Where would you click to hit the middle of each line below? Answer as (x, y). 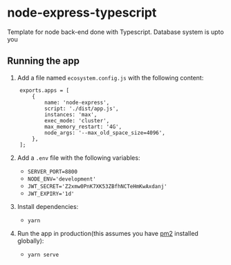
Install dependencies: (48, 206)
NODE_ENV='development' (62, 179)
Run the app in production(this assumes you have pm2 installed (108, 233)
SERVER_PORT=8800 (53, 172)
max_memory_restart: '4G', (83, 127)
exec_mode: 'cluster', (77, 120)
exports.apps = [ (45, 90)
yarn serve (43, 255)
